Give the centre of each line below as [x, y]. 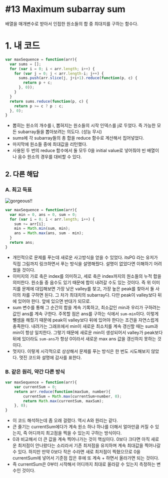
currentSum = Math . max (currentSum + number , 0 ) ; [72, 396]
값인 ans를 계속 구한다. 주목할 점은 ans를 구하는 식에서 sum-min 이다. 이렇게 [85, 313]
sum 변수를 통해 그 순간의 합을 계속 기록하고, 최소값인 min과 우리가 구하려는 [86, 307]
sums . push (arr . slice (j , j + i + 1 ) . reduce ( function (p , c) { [78, 78]
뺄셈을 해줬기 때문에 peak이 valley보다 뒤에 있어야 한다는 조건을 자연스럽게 [85, 320]
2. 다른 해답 [22, 174]
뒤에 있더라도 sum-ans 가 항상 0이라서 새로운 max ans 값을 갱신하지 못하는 [84, 338]
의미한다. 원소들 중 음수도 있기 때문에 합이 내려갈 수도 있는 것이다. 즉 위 [81, 282]
